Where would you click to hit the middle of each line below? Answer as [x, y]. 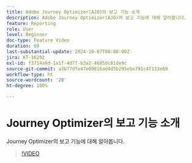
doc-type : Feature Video [38, 40]
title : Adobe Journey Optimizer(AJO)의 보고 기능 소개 [73, 12]
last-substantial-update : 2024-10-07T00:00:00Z [68, 52]
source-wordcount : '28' [37, 80]
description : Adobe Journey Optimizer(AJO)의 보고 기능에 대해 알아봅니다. [97, 18]
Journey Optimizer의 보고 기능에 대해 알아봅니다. [66, 141]
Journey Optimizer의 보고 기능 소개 [93, 123]
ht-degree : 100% [27, 86]
